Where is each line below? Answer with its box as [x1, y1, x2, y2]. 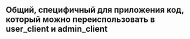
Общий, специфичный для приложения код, [5, 5, 185, 15]
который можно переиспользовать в [5, 15, 155, 25]
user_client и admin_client [5, 24, 108, 34]
